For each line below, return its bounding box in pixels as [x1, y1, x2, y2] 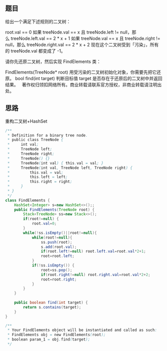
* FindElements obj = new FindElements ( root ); [7, 332, 106, 337]
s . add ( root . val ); [40, 244, 77, 249]
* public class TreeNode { [7, 137, 64, 142]
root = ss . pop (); [40, 267, 72, 272]
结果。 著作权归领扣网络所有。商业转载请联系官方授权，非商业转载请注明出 [5, 81, 162, 87]
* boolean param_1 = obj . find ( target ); [7, 337, 91, 342]
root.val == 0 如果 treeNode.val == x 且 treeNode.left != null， [5, 29, 132, 35]
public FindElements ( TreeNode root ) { [14, 207, 95, 212]
